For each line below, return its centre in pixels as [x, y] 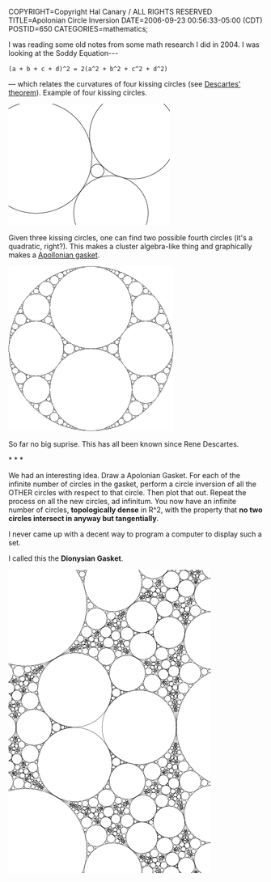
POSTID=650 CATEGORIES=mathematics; [78, 29]
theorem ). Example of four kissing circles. [78, 93]
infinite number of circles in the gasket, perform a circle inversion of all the [133, 484]
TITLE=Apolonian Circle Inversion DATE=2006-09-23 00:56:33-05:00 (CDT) [135, 20]
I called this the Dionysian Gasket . [66, 558]
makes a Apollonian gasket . [54, 255]
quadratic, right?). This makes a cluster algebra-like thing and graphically [130, 246]
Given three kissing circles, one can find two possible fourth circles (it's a [131, 237]
